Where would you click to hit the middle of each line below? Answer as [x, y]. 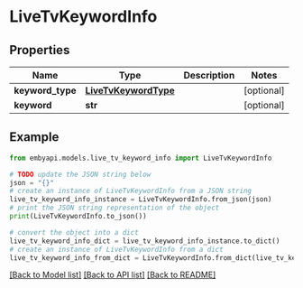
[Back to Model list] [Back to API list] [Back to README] [113, 275]
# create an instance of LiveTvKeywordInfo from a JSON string [131, 191]
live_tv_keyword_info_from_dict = [74, 258]
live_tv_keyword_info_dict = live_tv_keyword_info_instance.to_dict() [145, 241]
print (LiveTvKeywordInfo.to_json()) [78, 217]
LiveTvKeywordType [130, 90]
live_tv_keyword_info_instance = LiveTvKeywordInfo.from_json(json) [141, 200]
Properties [40, 50]
